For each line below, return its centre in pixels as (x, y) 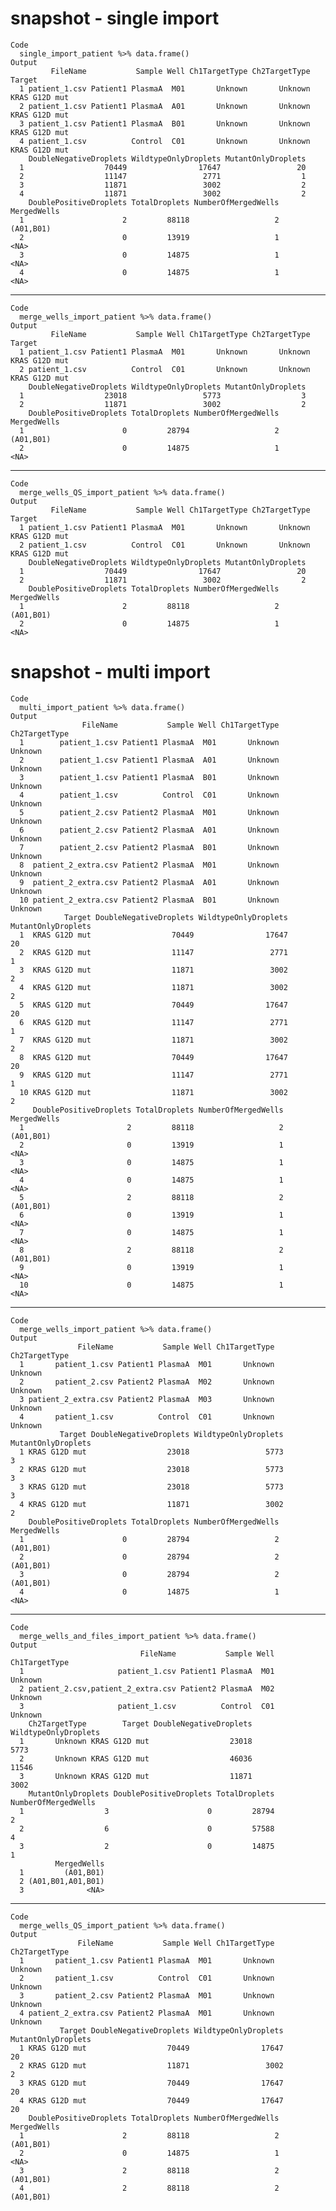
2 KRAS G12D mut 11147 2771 (153, 952)
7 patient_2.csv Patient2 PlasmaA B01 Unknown (149, 847)
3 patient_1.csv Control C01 (147, 1706)
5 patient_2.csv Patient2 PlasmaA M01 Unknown (149, 812)
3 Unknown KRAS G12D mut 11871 (136, 1776)
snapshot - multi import (110, 672)
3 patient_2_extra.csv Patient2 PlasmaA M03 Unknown (147, 1399)
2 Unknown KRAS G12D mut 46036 (136, 1758)
